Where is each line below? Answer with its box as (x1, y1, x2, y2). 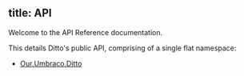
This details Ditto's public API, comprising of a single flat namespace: (8, 43, 237, 53)
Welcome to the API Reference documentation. (8, 27, 163, 37)
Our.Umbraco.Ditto (19, 58, 82, 68)
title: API (8, 6, 52, 20)
